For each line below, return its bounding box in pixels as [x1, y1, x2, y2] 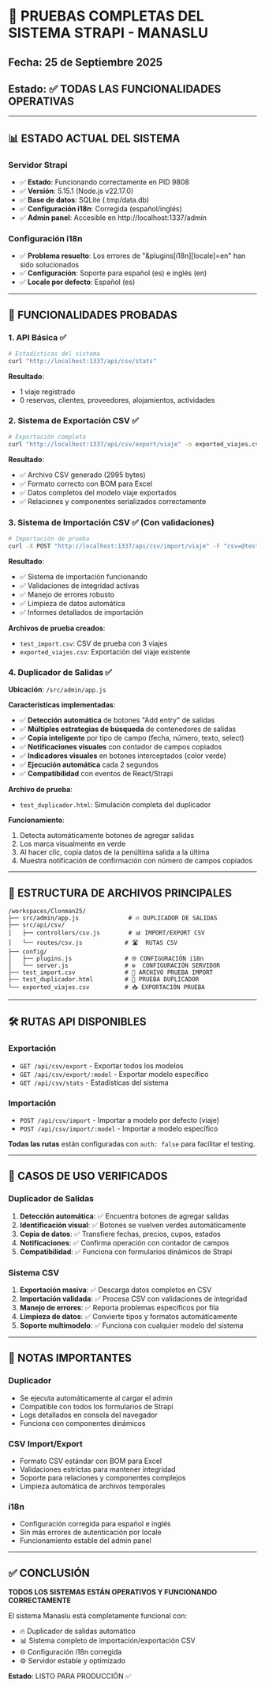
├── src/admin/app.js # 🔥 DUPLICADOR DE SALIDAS [8, 914, 218, 923]
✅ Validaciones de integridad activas [19, 581, 140, 590]
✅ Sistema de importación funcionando [19, 571, 148, 581]
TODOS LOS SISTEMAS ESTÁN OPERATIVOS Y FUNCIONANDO [8, 1587, 218, 1597]
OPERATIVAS [8, 94, 75, 108]
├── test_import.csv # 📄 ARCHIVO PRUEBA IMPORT [8, 969, 214, 976]
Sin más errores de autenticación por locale [19, 1527, 162, 1537]
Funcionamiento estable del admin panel [19, 1536, 151, 1545]
